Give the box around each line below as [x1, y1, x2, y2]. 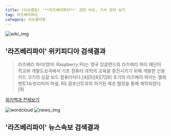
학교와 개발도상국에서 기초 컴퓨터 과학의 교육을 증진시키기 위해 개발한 [17, 68, 156, 74]
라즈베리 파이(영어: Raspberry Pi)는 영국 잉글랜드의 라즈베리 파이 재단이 [17, 62, 162, 68]
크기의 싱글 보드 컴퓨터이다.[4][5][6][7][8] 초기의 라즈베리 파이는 [27, 74, 157, 80]
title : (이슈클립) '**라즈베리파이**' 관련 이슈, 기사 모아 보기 [5, 7, 126, 13]
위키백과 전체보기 [5, 97, 40, 103]
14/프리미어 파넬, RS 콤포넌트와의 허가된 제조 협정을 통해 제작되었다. [26, 80, 162, 87]
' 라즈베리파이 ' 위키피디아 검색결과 [5, 47, 106, 56]
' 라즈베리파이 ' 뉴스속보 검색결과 [5, 123, 100, 131]
